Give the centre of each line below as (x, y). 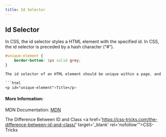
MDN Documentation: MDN (33, 110)
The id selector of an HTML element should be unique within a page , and (83, 74)
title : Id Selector (25, 10)
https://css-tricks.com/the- (130, 119)
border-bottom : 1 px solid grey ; (47, 61)
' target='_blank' (92, 125)
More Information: (24, 99)
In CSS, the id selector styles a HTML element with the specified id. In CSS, (82, 42)
